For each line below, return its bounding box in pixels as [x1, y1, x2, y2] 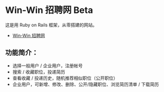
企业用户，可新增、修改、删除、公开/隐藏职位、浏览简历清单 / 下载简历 [12, 81, 159, 87]
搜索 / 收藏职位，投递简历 [12, 69, 65, 75]
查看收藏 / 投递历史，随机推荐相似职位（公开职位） [12, 75, 118, 81]
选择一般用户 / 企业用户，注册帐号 [12, 63, 83, 69]
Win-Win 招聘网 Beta [5, 4, 93, 16]
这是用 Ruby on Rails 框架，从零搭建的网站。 [5, 22, 97, 28]
